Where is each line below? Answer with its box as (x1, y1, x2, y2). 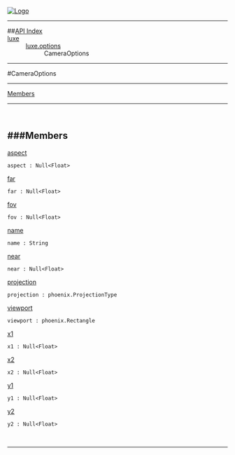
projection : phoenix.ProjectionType (7, 291, 117, 298)
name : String (7, 239, 49, 247)
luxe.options (25, 42, 62, 50)
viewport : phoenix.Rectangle (7, 317, 96, 324)
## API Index (7, 27, 43, 35)
